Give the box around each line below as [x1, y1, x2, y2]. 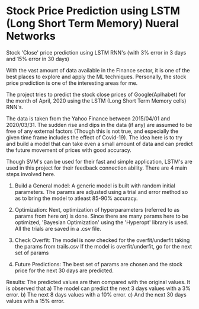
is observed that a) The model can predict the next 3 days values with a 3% [6, 285, 191, 292]
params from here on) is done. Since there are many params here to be [14, 212, 188, 219]
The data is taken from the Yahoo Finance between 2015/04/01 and [6, 114, 171, 122]
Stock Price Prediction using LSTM [6, 4, 181, 18]
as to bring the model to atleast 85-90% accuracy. [14, 195, 138, 202]
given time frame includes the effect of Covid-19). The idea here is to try [6, 133, 182, 141]
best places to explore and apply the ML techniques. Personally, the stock [6, 73, 187, 80]
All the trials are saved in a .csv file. [14, 225, 102, 232]
